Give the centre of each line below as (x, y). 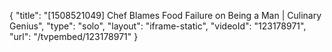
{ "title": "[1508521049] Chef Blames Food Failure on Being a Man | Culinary (165, 15)
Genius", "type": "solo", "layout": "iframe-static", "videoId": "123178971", (158, 26)
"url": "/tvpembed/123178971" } (74, 36)
